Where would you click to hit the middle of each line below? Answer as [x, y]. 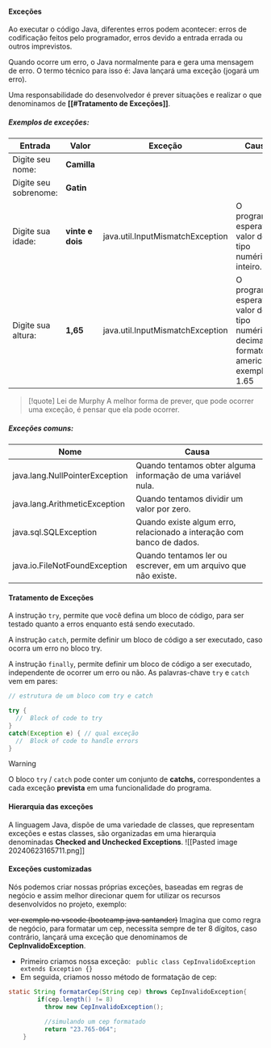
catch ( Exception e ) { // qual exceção [73, 733]
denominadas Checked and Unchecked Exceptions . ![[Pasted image [123, 842]
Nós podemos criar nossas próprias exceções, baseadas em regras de [126, 887]
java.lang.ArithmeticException [69, 504]
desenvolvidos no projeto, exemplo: [68, 904]
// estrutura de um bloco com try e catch [81, 696]
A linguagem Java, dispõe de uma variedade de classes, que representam [131, 825]
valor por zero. [163, 509]
